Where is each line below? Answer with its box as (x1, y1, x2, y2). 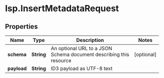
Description (76, 37, 104, 43)
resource (50, 57, 72, 64)
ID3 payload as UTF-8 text (50, 65, 113, 72)
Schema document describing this (50, 51, 129, 58)
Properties (5, 22, 38, 31)
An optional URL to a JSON (50, 45, 112, 52)
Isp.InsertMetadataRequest (5, 3, 119, 14)
